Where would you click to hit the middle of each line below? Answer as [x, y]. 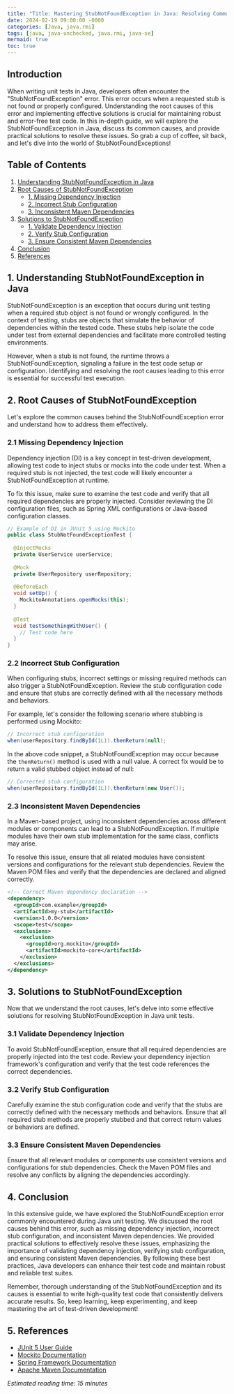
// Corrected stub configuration [56, 782]
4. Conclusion [38, 1197]
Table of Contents [47, 165]
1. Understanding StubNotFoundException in [106, 278]
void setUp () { [36, 594]
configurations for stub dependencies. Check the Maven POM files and [109, 1168]
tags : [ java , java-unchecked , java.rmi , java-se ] [81, 33]
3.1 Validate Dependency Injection [66, 1034]
